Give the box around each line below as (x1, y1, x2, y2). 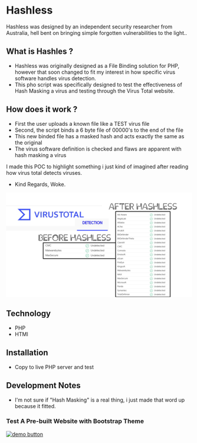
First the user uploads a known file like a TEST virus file (14, 120, 150, 127)
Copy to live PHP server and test (14, 363, 94, 370)
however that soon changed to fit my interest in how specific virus (14, 69, 176, 76)
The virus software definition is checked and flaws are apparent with (14, 145, 182, 152)
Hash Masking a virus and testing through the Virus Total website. (14, 87, 175, 95)
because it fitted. (14, 402, 56, 409)
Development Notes (6, 380, 81, 390)
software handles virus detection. (14, 74, 96, 82)
